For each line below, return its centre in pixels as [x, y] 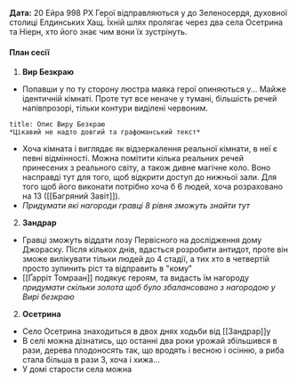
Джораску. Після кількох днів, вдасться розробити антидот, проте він [155, 249]
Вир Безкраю [48, 72]
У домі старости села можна [77, 370]
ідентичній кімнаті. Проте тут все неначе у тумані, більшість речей [149, 99]
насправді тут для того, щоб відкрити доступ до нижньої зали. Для [149, 177]
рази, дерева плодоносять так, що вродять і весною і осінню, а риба [153, 350]
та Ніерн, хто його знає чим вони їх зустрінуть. [98, 32]
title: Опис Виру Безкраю [57, 125]
